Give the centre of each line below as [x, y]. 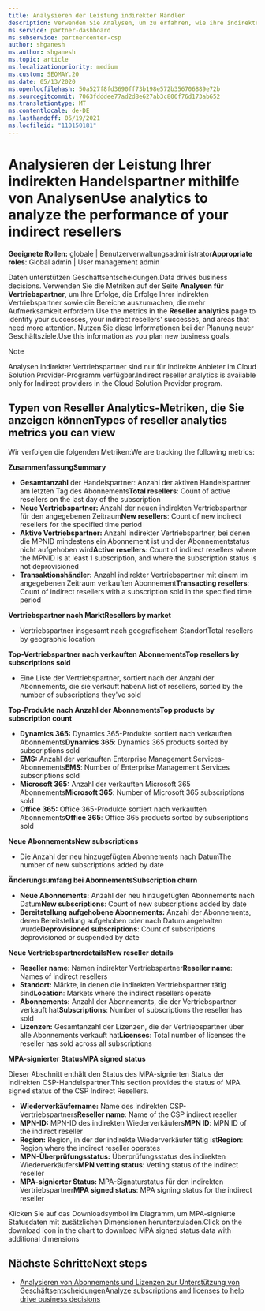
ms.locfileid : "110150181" [52, 125]
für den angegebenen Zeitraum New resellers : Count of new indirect [131, 516]
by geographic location [57, 639]
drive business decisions [60, 1299]
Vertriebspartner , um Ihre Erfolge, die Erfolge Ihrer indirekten [108, 294]
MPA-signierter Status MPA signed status [77, 1058]
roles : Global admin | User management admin [84, 262]
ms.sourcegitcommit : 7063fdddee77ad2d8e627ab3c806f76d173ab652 [114, 96]
